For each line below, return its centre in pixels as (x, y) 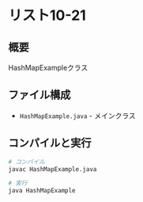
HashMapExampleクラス (48, 68)
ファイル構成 (40, 95)
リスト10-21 (47, 15)
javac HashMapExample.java (53, 169)
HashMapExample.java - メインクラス (77, 116)
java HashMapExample (42, 191)
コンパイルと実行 (50, 143)
